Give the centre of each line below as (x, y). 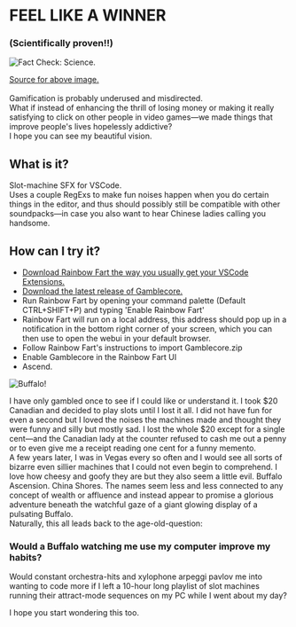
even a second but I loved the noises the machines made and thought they (145, 420)
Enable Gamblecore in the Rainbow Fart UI (99, 357)
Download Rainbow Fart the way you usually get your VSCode (135, 272)
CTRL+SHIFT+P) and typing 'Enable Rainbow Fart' (113, 310)
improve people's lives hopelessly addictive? (91, 127)
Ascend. (37, 367)
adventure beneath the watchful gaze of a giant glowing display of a (134, 505)
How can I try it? (55, 251)
